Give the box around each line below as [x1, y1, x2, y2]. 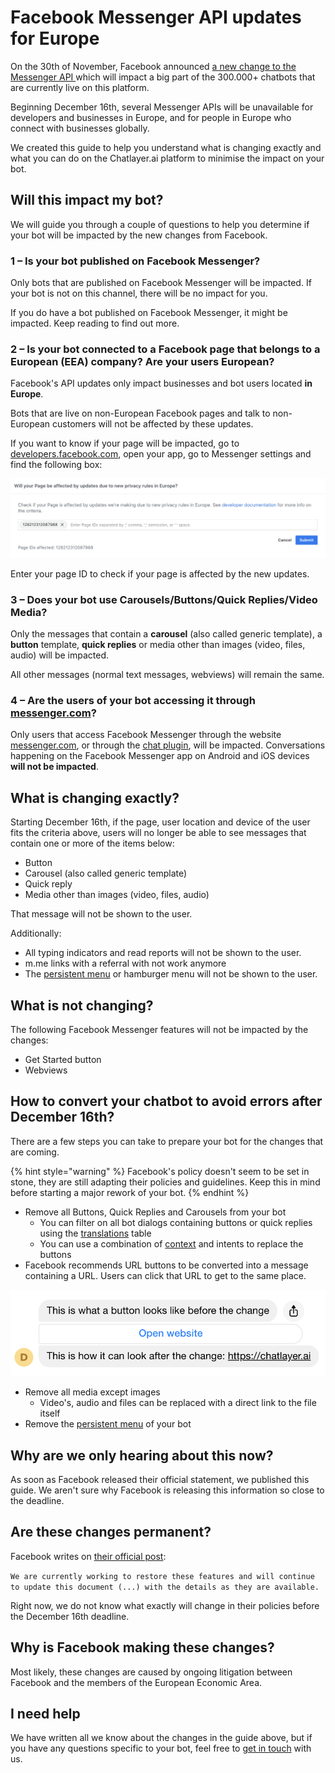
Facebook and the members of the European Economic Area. [10, 1676, 263, 1688]
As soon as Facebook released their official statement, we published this [10, 1474, 310, 1485]
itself [39, 1407, 61, 1420]
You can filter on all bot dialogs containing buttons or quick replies [39, 1216, 313, 1228]
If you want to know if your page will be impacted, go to [10, 437, 240, 450]
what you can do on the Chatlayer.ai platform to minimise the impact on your [10, 152, 325, 164]
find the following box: [10, 459, 103, 471]
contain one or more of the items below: [10, 837, 175, 850]
